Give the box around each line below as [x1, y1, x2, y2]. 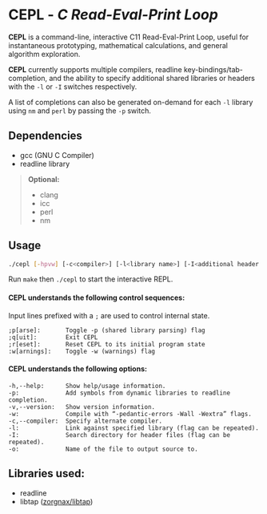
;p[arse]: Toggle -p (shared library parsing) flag [8, 326, 205, 334]
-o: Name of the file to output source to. [8, 445, 198, 453]
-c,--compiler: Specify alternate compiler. [8, 417, 162, 425]
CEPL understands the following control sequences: [8, 293, 185, 302]
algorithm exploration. [8, 49, 81, 59]
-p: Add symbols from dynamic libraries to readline [8, 389, 230, 397]
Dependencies [8, 129, 82, 143]
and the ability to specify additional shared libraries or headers [49, 73, 256, 83]
